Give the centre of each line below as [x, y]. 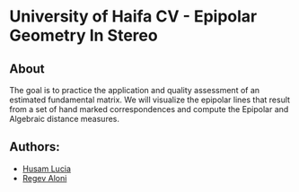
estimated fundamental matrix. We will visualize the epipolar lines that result [149, 100]
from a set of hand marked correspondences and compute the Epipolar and [149, 109]
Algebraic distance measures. [64, 119]
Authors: [35, 147]
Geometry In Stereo [84, 35]
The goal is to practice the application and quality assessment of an [135, 90]
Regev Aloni [44, 178]
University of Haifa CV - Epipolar [133, 17]
